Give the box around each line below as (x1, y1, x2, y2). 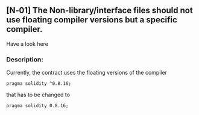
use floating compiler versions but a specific (6, 15, 178, 25)
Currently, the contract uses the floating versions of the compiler (6, 69, 168, 76)
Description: (6, 55, 43, 63)
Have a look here (6, 40, 48, 48)
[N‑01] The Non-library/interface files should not (6, 5, 193, 16)
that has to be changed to (6, 91, 71, 99)
